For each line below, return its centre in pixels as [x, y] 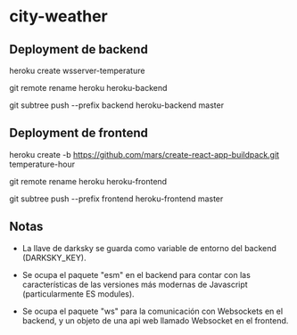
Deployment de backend [79, 49]
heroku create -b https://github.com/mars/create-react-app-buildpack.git [144, 154]
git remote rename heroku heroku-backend [88, 88]
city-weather [59, 16]
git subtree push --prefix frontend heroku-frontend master [116, 199]
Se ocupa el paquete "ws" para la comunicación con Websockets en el [153, 311]
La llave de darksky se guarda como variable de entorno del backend [149, 248]
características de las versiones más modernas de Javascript [135, 284]
